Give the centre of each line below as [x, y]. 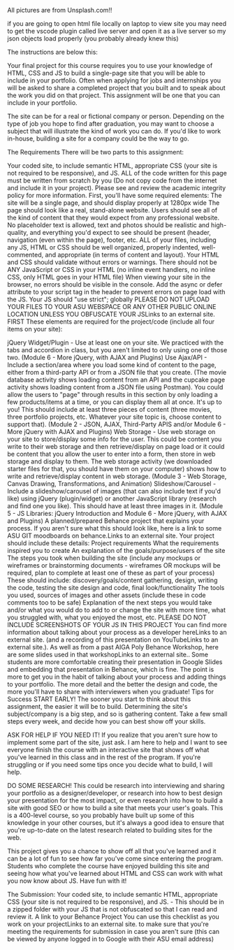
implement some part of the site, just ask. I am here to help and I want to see [117, 742]
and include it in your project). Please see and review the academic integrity [117, 188]
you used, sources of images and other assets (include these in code [107, 595]
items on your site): [35, 329]
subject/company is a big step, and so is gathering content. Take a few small [117, 714]
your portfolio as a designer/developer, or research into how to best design [115, 793]
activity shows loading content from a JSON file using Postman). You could [115, 387]
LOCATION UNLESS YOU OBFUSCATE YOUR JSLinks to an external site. [111, 314]
